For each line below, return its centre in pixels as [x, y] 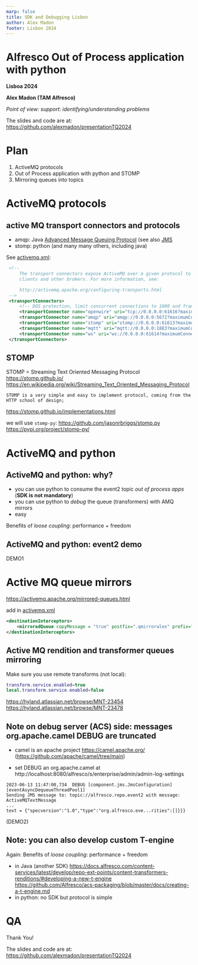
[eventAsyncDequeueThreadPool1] [46, 790]
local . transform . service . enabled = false [55, 690]
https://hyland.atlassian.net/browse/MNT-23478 [65, 708]
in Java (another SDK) [42, 866]
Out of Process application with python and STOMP [77, 174]
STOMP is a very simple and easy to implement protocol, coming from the [99, 396]
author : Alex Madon [30, 22]
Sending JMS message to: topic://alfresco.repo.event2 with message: [93, 795]
